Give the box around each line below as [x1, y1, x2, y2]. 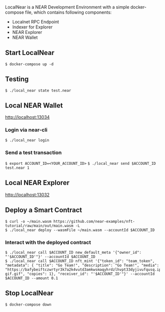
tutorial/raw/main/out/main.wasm [5, 223, 74, 228]
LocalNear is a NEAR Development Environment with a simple [5, 4, 130, 10]
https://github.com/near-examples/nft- [53, 219, 135, 224]
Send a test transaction [5, 149, 62, 156]
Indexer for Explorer [12, 24, 53, 30]
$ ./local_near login [5, 137, 50, 143]
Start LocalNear [5, 49, 55, 57]
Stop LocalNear [5, 289, 54, 297]
